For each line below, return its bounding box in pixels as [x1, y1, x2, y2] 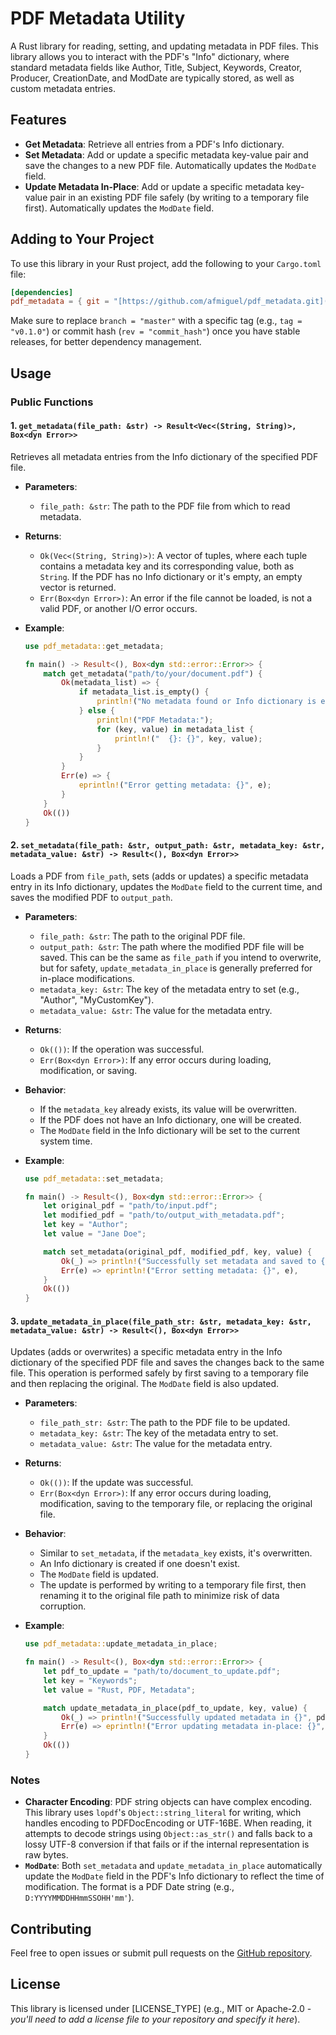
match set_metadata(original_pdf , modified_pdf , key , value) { [43, 1247, 313, 1257]
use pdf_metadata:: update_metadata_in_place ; [24, 1639, 218, 1649]
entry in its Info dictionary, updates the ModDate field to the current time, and [10, 880, 323, 892]
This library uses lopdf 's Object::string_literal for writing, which [24, 1807, 302, 1819]
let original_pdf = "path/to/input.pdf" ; [43, 1201, 218, 1211]
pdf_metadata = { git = [10, 297, 110, 307]
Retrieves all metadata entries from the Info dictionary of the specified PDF [10, 450, 319, 462]
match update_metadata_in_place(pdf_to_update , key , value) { [43, 1703, 308, 1713]
